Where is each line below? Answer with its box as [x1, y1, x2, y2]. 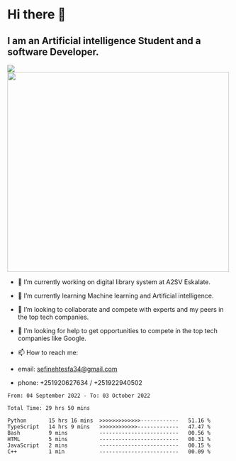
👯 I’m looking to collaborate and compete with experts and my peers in [17, 305, 225, 313]
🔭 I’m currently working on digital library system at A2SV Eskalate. [17, 278, 211, 286]
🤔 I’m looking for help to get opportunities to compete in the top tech [17, 327, 218, 335]
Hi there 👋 [7, 6, 66, 23]
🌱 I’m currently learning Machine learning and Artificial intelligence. [17, 291, 214, 300]
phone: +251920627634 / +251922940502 [17, 379, 143, 386]
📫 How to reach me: [17, 348, 79, 357]
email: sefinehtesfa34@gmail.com [17, 365, 118, 373]
